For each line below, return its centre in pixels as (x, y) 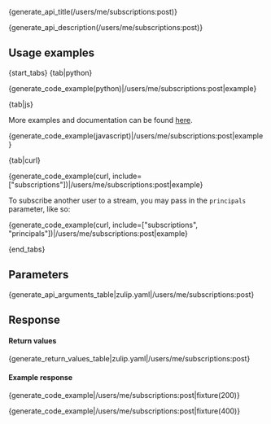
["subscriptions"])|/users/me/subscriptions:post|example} (106, 184)
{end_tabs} (27, 249)
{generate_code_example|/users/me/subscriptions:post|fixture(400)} (125, 411)
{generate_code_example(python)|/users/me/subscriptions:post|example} (133, 88)
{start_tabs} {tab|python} (50, 72)
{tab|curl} (24, 160)
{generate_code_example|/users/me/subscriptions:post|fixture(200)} (124, 396)
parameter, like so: (39, 209)
